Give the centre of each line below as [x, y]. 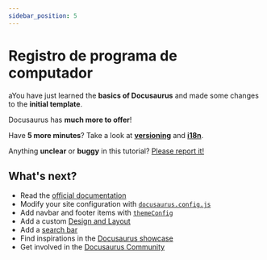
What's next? [43, 176]
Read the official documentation [73, 195]
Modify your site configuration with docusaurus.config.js [115, 204]
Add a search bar [49, 230]
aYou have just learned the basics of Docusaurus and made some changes [134, 95]
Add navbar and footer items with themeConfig [96, 213]
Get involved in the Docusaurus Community [92, 247]
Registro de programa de [93, 55]
